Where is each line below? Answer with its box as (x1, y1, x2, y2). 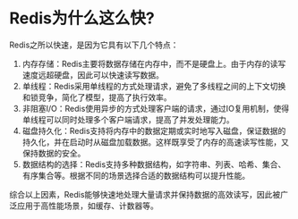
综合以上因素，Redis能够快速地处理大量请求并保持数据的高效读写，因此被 (9, 189, 281, 199)
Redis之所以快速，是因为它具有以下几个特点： (9, 39, 179, 50)
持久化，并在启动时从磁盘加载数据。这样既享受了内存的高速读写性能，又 (21, 136, 289, 147)
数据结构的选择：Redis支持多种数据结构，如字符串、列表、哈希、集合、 (21, 158, 286, 170)
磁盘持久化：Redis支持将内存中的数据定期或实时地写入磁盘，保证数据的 (21, 125, 286, 136)
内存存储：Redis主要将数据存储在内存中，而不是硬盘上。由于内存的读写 (21, 58, 286, 69)
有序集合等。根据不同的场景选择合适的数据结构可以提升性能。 (21, 170, 251, 181)
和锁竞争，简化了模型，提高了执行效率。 (21, 91, 172, 103)
